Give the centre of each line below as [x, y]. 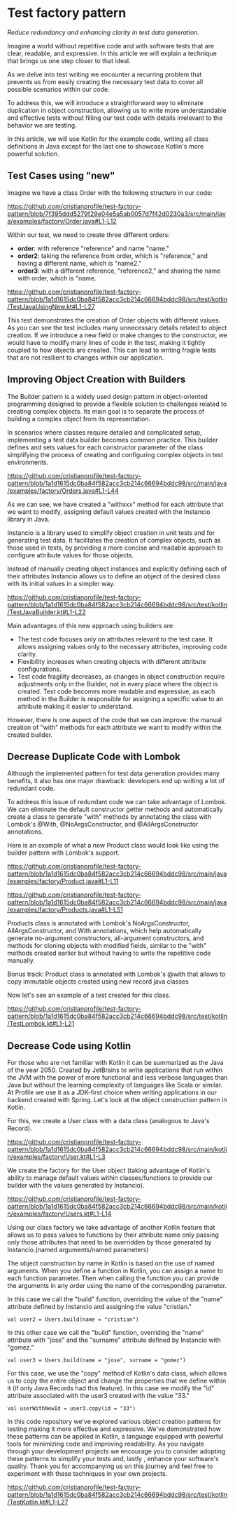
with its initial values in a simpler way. [61, 583]
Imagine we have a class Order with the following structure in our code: [110, 192]
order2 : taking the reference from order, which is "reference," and [113, 256]
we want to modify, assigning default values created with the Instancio [109, 511]
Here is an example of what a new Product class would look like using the [113, 846]
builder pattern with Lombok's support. [64, 853]
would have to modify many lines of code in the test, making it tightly [106, 342]
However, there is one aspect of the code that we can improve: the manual [115, 719]
